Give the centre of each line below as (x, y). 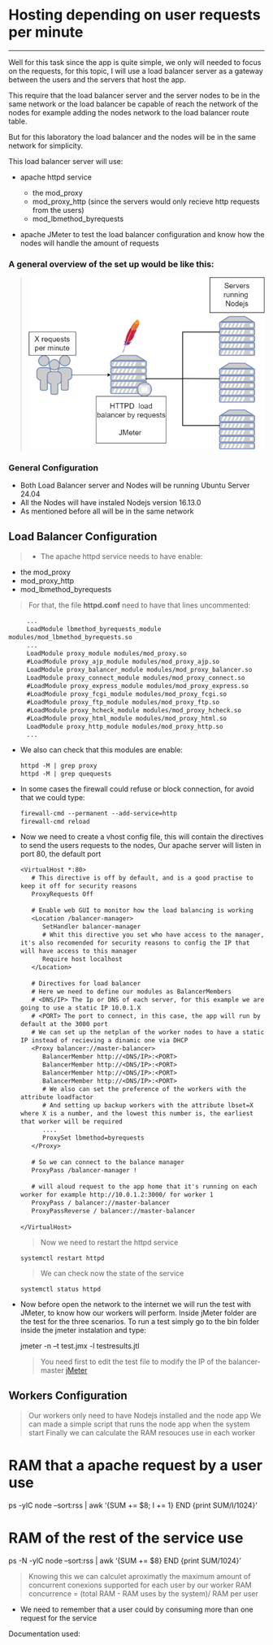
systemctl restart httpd (62, 1258)
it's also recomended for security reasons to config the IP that (135, 943)
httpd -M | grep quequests (66, 773)
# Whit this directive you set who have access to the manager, (153, 935)
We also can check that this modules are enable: (101, 750)
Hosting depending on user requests (135, 15)
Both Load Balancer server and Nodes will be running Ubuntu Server (135, 486)
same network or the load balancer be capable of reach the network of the (133, 104)
